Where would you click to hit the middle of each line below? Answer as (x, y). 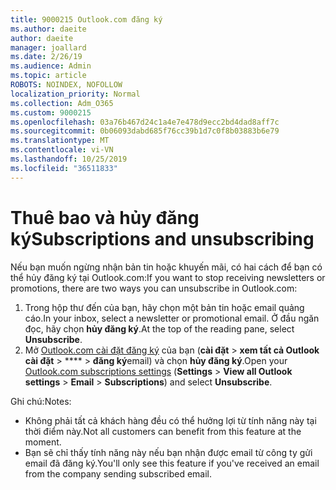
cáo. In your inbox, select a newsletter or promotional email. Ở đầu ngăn (172, 318)
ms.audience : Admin (51, 66)
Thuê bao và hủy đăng (105, 217)
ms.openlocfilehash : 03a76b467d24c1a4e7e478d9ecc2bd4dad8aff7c (145, 122)
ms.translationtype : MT (60, 141)
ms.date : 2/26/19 (46, 57)
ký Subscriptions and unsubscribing (162, 238)
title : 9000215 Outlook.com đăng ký (86, 19)
